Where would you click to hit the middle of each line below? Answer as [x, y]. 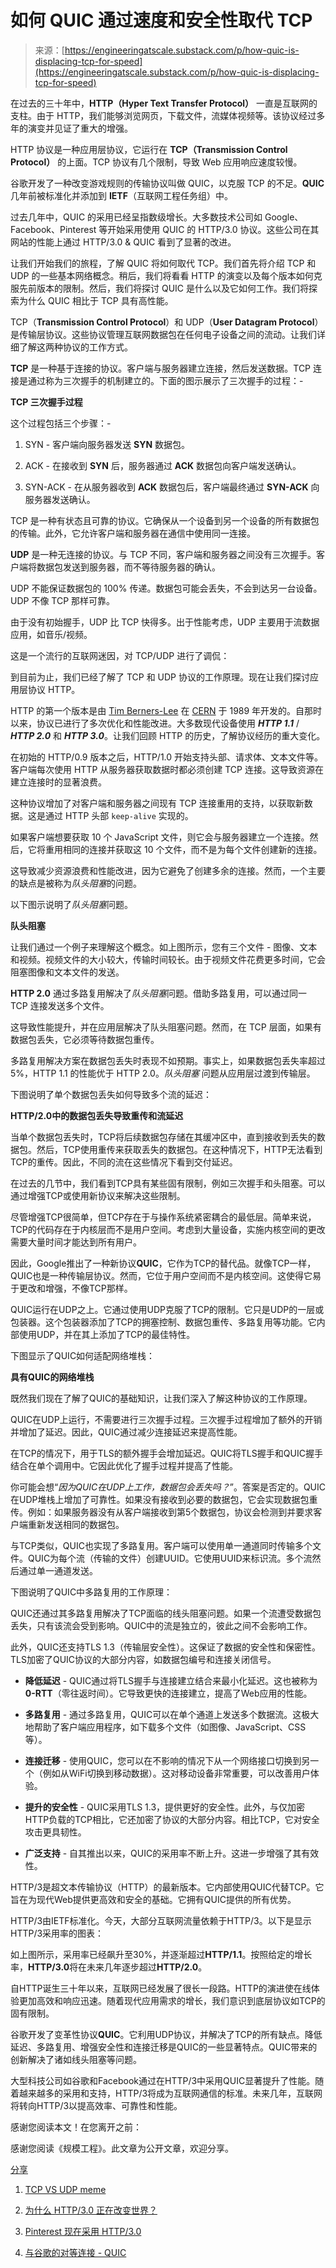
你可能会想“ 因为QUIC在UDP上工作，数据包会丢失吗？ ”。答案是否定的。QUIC [168, 1487]
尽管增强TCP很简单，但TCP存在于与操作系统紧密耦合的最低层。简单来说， [163, 1217]
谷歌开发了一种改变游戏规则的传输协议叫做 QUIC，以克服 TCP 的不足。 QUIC [167, 183]
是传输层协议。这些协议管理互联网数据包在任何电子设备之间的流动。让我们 [163, 334]
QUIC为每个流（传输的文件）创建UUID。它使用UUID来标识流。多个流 [170, 1558]
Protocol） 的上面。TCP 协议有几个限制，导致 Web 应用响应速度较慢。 [156, 162]
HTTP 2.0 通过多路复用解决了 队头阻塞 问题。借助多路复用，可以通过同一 [158, 993]
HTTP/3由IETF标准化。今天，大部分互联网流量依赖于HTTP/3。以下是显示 [161, 1920]
